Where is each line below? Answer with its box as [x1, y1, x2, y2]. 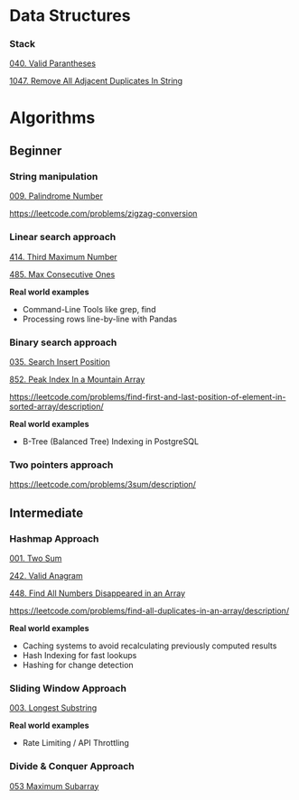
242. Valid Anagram [9, 570, 83, 581]
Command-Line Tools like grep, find [22, 303, 156, 314]
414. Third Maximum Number [9, 251, 117, 262]
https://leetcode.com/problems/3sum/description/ [9, 479, 197, 490]
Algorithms [9, 107, 96, 127]
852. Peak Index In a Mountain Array [9, 374, 145, 385]
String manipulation [9, 170, 98, 182]
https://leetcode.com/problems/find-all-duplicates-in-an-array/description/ [9, 605, 290, 616]
